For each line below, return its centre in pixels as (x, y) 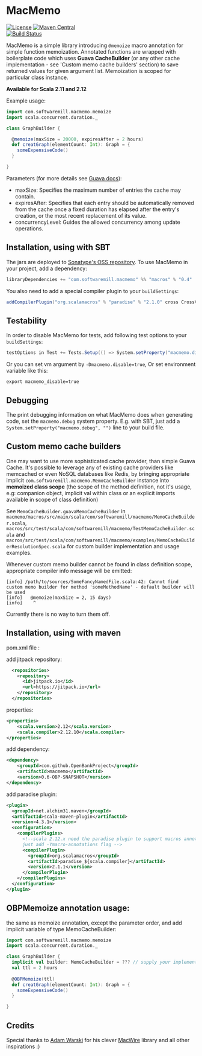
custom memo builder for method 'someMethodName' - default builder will (101, 587)
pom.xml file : (23, 647)
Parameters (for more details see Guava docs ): (64, 178)
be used (16, 592)
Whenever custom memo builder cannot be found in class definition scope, (99, 564)
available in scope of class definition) (52, 499)
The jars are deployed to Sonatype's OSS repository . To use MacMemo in (97, 262)
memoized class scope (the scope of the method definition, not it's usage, (99, 487)
